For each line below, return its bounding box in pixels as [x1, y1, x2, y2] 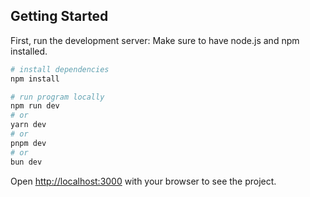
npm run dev [10, 101, 60, 111]
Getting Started [10, 8, 109, 25]
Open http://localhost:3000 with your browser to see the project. [10, 175, 277, 187]
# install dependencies [10, 64, 110, 74]
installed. [10, 45, 48, 57]
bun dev [10, 157, 43, 167]
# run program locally [10, 92, 105, 102]
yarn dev [10, 120, 47, 130]
